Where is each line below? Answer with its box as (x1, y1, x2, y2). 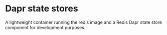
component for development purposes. (5, 24, 86, 30)
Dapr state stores (5, 3, 78, 14)
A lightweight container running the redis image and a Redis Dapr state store (5, 19, 162, 25)
